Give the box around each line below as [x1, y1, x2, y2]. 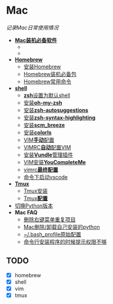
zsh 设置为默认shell [23, 92, 70, 99]
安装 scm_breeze [23, 121, 65, 129]
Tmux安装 [23, 187, 49, 194]
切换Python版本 [14, 202, 53, 209]
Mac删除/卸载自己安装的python [23, 223, 101, 230]
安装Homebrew [23, 63, 61, 70]
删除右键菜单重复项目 [23, 215, 76, 223]
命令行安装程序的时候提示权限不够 [23, 238, 107, 245]
